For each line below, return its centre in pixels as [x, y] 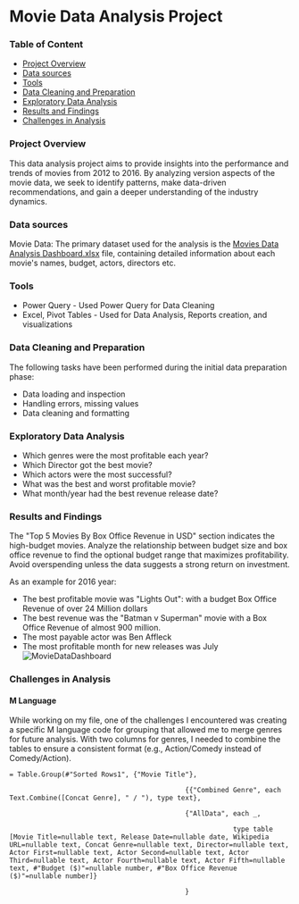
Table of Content [46, 45]
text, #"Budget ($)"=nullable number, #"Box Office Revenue [124, 868]
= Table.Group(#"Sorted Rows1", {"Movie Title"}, [104, 774]
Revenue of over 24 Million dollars [85, 608]
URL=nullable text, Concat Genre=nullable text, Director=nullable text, [149, 845]
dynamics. [28, 201]
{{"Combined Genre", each [233, 791]
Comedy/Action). [40, 758]
